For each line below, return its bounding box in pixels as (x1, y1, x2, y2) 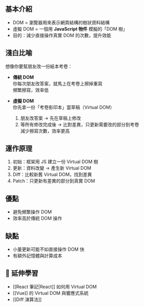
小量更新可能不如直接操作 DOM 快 (12, 246, 85, 252)
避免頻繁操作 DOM (12, 209, 52, 215)
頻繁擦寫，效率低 (12, 86, 49, 93)
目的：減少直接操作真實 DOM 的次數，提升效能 (12, 32, 111, 38)
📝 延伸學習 (5, 269, 38, 278)
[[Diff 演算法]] (12, 296, 42, 302)
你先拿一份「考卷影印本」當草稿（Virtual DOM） (12, 104, 115, 110)
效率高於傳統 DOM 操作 (12, 215, 62, 222)
